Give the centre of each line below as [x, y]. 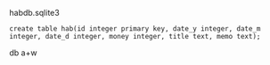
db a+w [23, 53]
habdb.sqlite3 [34, 13]
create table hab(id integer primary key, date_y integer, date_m [135, 29]
